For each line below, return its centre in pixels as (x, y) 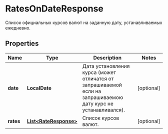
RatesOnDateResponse (54, 9)
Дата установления (106, 66)
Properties (22, 44)
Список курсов (101, 118)
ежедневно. (18, 27)
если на (92, 91)
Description (107, 57)
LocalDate (39, 88)
